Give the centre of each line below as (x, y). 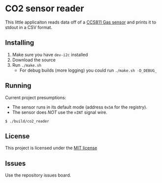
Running (18, 86)
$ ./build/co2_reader (27, 121)
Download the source (34, 60)
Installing (20, 43)
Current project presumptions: (36, 97)
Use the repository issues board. (38, 175)
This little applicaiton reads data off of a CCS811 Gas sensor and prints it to (81, 22)
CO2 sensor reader (45, 9)
